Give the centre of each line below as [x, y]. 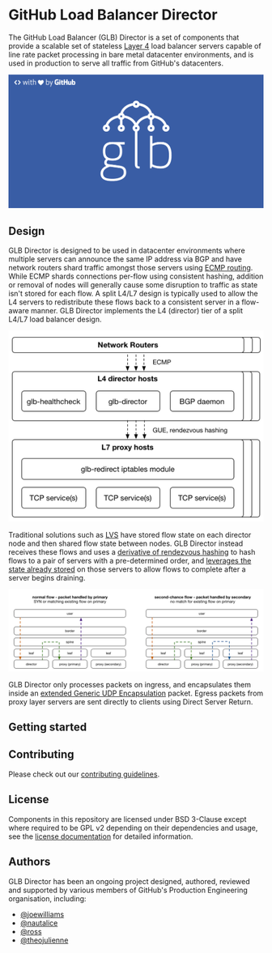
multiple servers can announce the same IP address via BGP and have [125, 259]
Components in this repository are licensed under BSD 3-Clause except [127, 819]
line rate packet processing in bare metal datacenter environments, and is [131, 54]
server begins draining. [47, 578]
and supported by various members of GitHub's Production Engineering [128, 890]
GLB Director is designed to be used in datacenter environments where [127, 251]
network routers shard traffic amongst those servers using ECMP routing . [131, 268]
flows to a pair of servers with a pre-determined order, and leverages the [130, 561]
